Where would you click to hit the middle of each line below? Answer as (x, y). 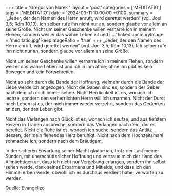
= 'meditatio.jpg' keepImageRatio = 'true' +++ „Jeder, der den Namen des (83, 40)
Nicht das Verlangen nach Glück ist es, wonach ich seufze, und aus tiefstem (86, 119)
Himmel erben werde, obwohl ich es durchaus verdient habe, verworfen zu (84, 172)
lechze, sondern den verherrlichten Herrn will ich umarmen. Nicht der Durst (85, 98)
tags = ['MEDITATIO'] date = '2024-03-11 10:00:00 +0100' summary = (79, 13)
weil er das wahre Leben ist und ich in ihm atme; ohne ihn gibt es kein (79, 66)
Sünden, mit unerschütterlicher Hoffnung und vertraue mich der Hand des (84, 156)
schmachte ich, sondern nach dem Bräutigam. (54, 141)
